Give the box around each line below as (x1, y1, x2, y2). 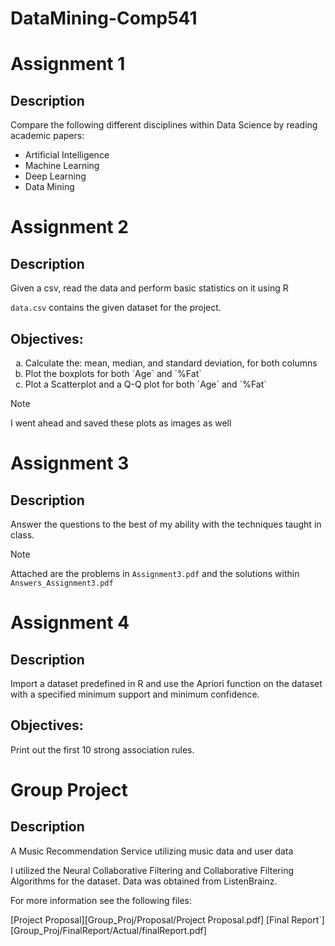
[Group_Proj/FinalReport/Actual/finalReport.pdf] (10, 924, 207, 936)
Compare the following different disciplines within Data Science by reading (10, 119, 318, 131)
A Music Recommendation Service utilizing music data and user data (10, 845, 294, 857)
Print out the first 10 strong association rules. (10, 743, 195, 756)
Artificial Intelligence (24, 149, 110, 161)
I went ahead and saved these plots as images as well (10, 417, 232, 429)
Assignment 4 (10, 612, 130, 634)
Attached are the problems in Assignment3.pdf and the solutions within (10, 568, 300, 579)
